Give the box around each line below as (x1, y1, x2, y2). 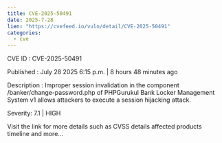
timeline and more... (7, 130, 64, 138)
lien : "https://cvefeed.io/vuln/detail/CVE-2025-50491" (7, 23, 170, 30)
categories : (7, 29, 41, 36)
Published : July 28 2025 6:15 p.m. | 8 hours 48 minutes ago (7, 68, 178, 76)
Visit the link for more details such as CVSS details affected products (7, 122, 202, 131)
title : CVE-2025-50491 (7, 10, 72, 17)
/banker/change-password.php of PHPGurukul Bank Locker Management (7, 89, 215, 97)
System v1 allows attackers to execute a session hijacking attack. (7, 96, 191, 104)
